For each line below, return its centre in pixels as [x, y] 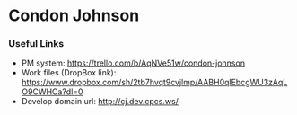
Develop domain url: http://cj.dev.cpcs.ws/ [100, 102]
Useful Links [36, 44]
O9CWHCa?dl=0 [52, 92]
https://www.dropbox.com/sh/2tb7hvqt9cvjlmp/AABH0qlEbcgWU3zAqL [154, 83]
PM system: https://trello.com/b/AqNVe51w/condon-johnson [133, 63]
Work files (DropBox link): [69, 73]
